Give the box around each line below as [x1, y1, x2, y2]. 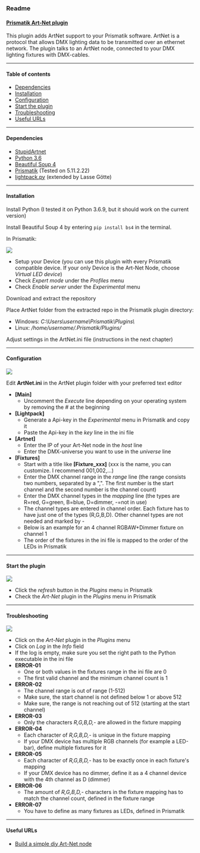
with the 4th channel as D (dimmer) [23, 776, 111, 783]
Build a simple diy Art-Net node [14, 840, 92, 847]
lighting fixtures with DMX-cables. [6, 51, 90, 58]
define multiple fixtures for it [36, 744, 107, 752]
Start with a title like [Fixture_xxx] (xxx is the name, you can [23, 460, 171, 467]
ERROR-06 [14, 782, 42, 789]
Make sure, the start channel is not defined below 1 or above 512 [23, 693, 182, 701]
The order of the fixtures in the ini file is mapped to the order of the [23, 536, 189, 544]
